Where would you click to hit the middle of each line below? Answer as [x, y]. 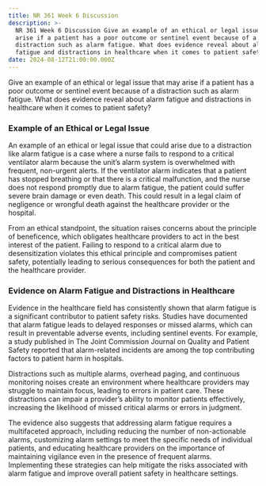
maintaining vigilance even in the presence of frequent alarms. [110, 457]
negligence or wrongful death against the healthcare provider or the [119, 205]
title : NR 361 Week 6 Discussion [63, 15]
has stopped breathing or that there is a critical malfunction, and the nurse [129, 179]
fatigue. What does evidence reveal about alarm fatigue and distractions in [130, 99]
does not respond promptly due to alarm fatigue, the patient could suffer [126, 188]
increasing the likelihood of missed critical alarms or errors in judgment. [125, 408]
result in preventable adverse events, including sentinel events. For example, [133, 333]
